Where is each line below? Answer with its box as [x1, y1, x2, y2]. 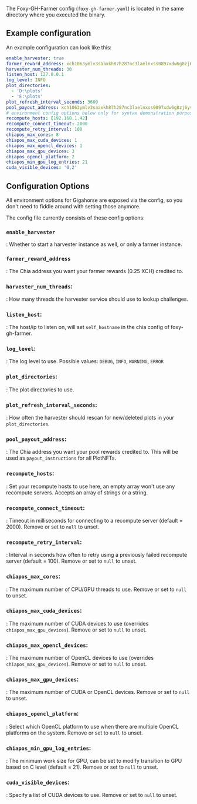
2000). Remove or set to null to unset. [6, 523, 100, 530]
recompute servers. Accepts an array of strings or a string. [6, 489, 148, 496]
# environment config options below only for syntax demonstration [6, 110, 175, 116]
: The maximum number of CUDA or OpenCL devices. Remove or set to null [6, 689, 190, 696]
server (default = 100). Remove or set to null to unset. [6, 557, 137, 564]
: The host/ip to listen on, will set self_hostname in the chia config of [6, 324, 170, 331]
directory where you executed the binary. [6, 11, 106, 18]
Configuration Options [6, 181, 90, 191]
